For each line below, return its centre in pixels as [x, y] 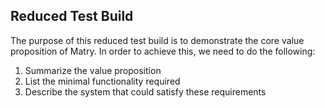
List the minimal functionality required [102, 81]
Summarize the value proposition [93, 70]
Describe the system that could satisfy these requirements [145, 91]
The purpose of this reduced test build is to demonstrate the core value [157, 40]
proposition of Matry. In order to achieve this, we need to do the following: [163, 51]
